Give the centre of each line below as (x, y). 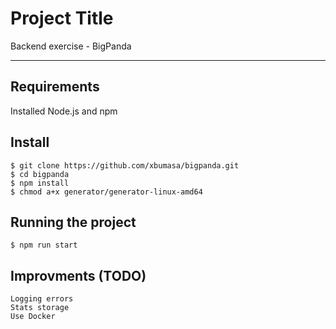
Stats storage (40, 308)
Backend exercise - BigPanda (71, 46)
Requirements (55, 87)
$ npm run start (44, 245)
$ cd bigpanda (40, 174)
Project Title (62, 18)
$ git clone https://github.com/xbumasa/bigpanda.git (125, 165)
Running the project (73, 222)
